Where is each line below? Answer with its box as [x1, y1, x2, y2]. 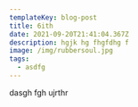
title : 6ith [9, 21, 53, 30]
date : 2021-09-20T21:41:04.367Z [9, 29, 129, 38]
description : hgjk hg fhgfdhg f [9, 37, 129, 47]
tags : [9, 54, 29, 63]
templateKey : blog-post [9, 12, 98, 22]
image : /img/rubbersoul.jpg [9, 46, 114, 55]
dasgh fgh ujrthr [9, 86, 69, 98]
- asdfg [17, 63, 46, 72]
